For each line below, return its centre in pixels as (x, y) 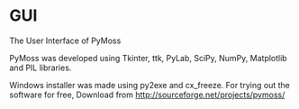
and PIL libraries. (41, 68)
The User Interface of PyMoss (65, 41)
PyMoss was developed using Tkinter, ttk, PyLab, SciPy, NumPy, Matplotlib (148, 58)
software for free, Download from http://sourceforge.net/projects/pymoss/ (147, 95)
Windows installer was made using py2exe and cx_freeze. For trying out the (149, 85)
